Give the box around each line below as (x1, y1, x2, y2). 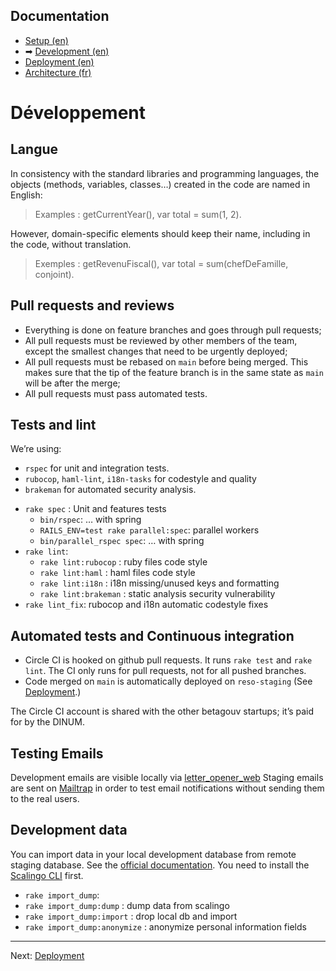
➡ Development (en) (24, 45, 110, 57)
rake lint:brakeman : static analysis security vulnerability (39, 588, 276, 600)
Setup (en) (24, 34, 69, 46)
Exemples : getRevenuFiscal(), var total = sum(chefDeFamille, (34, 257, 289, 269)
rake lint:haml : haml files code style (39, 567, 196, 579)
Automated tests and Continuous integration (10, 627, 295, 644)
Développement (10, 102, 147, 124)
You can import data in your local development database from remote (10, 848, 297, 860)
